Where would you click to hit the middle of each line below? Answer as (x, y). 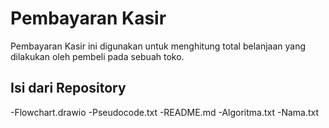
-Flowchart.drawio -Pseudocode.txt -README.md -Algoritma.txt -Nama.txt (165, 112)
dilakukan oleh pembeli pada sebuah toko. (97, 56)
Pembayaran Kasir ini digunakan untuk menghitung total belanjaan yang (158, 46)
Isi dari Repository (68, 88)
